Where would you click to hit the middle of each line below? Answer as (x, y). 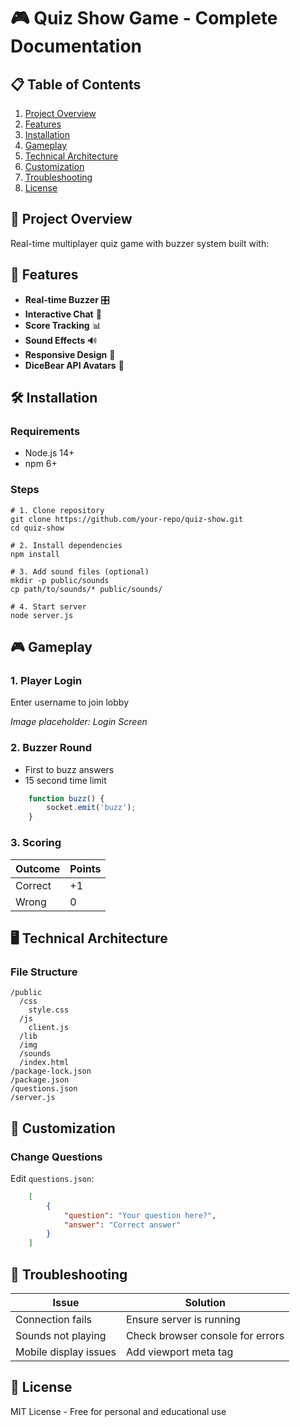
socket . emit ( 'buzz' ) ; (91, 808)
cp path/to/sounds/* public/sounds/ (86, 589)
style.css (49, 1010)
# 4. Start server (48, 606)
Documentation (76, 46)
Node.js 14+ (49, 453)
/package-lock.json (51, 1071)
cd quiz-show (37, 528)
